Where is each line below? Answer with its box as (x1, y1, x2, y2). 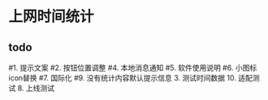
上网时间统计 (8, 7, 95, 26)
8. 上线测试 (17, 83, 55, 93)
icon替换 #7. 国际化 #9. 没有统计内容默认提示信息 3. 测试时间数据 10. (8, 73, 237, 82)
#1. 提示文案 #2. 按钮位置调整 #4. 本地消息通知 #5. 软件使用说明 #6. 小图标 (8, 63, 257, 72)
